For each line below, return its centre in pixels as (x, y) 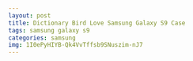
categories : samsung (42, 38)
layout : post (30, 15)
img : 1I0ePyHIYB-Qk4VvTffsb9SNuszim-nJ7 (76, 45)
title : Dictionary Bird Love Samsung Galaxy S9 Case (97, 23)
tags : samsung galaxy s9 (49, 30)
